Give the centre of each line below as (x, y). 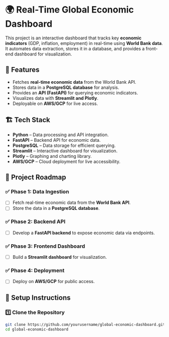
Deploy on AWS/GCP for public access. (54, 282)
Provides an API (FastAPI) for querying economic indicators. (75, 93)
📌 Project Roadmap (36, 177)
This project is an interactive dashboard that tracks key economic (73, 38)
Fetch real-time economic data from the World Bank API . (71, 203)
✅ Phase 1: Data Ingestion (37, 191)
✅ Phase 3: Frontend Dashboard (45, 246)
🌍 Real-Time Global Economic (70, 10)
